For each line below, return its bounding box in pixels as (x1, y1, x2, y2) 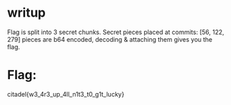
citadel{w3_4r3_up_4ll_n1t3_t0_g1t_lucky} (7, 90, 125, 98)
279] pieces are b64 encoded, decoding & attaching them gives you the (7, 35, 213, 43)
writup (7, 5, 46, 21)
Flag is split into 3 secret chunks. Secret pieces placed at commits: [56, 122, (7, 28, 225, 36)
